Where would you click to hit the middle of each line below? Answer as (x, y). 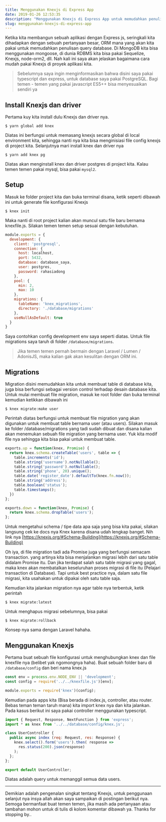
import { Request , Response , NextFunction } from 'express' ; (69, 719)
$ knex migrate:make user (32, 409)
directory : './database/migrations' (56, 308)
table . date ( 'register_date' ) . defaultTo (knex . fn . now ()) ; (73, 476)
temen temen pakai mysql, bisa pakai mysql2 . (51, 170)
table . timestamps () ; (35, 490)
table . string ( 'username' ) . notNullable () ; (57, 462)
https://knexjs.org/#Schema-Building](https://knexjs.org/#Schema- (92, 537)
